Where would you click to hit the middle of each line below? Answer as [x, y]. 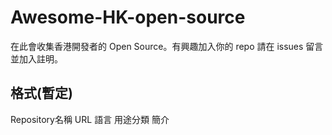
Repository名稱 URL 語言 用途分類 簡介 [90, 119]
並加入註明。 [36, 58]
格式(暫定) [41, 93]
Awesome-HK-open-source [128, 17]
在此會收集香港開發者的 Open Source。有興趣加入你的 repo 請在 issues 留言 [167, 46]
